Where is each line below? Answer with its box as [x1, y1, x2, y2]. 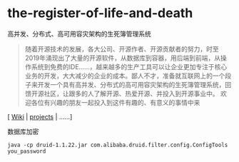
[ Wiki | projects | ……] [7, 112, 73, 121]
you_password [7, 148, 46, 155]
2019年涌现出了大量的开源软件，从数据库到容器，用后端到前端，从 [24, 54, 221, 62]
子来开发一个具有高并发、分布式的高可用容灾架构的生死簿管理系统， [24, 80, 225, 88]
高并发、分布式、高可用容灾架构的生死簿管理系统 [7, 29, 151, 38]
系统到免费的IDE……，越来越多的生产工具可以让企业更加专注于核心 [31, 62, 228, 71]
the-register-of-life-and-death [7, 5, 193, 21]
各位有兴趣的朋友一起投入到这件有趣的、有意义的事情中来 [31, 98, 200, 106]
